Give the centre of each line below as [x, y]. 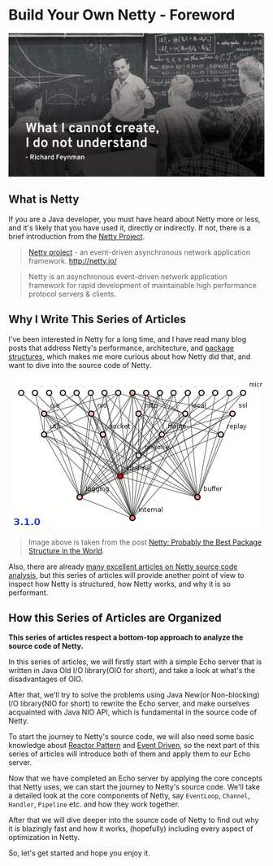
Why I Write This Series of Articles [97, 319]
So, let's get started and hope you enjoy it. [79, 853]
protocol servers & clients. [72, 294]
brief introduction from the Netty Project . [77, 236]
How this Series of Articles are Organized [115, 617]
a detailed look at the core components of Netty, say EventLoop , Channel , [129, 796]
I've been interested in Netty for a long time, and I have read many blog [128, 339]
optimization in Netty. [44, 838]
